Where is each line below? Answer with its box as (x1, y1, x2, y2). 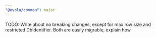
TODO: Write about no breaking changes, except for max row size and (5, 21, 151, 27)
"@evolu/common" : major (5, 7, 56, 13)
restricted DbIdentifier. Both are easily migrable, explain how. (5, 26, 132, 33)
